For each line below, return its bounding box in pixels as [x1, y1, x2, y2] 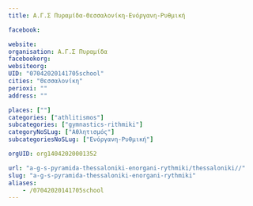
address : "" [8, 92, 47, 100]
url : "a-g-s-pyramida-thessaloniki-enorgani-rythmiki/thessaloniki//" [8, 164, 246, 172]
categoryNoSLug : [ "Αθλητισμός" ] [8, 128, 115, 136]
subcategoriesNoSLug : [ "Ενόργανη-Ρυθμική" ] [8, 135, 154, 143]
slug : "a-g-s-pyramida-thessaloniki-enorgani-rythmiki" [8, 171, 196, 179]
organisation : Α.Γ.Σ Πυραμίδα [8, 48, 108, 55]
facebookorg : [8, 55, 51, 63]
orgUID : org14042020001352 [8, 150, 97, 158]
